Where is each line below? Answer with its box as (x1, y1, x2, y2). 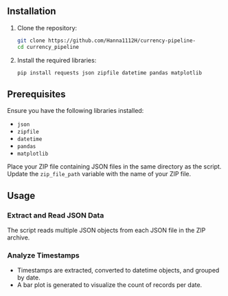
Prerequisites (7, 88, 66, 100)
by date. (16, 273, 41, 282)
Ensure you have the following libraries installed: (7, 107, 144, 115)
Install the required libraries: (16, 56, 97, 64)
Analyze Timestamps (7, 251, 80, 260)
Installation (7, 6, 56, 17)
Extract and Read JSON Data (7, 210, 104, 220)
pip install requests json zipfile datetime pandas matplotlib (16, 69, 203, 76)
